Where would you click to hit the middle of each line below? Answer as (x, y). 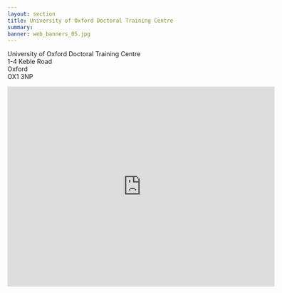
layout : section (31, 14)
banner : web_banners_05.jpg (49, 34)
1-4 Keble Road (30, 62)
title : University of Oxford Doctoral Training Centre (90, 21)
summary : (20, 27)
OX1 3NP (20, 77)
